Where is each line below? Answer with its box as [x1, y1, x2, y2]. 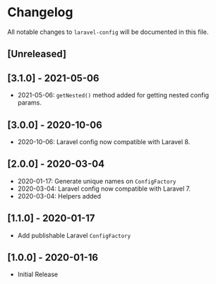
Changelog [7, 4, 73, 20]
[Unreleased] [7, 48, 67, 60]
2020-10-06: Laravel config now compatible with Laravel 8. [17, 137, 191, 146]
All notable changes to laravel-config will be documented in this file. [7, 28, 209, 36]
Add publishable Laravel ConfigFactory [17, 231, 131, 239]
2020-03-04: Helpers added [17, 191, 101, 200]
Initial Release [17, 270, 59, 279]
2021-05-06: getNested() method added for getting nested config [17, 91, 210, 100]
